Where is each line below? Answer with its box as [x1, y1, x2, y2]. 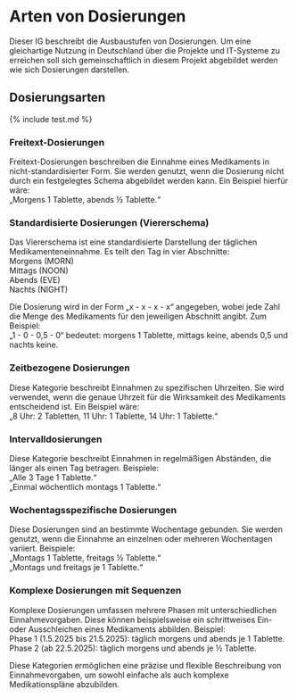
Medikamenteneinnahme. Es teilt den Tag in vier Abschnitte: [9, 246, 230, 257]
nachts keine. [9, 339, 59, 350]
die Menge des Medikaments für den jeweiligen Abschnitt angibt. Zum [9, 311, 268, 322]
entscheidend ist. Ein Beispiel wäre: [9, 401, 140, 411]
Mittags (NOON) [9, 265, 69, 276]
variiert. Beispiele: [9, 543, 76, 554]
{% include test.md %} [9, 113, 93, 124]
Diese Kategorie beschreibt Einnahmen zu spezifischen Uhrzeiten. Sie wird [9, 382, 285, 393]
